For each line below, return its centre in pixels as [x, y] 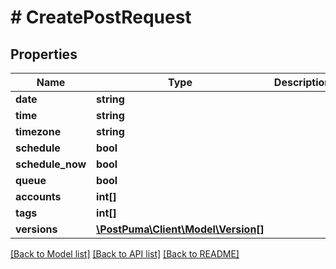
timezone [38, 131]
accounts [38, 196]
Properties [44, 54]
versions [36, 229]
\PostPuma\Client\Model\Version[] [180, 229]
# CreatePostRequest [101, 17]
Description [302, 82]
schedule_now [51, 164]
